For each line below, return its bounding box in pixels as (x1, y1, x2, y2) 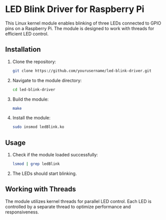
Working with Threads (5, 185, 76, 193)
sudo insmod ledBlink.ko (12, 124, 64, 130)
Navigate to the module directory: (12, 77, 82, 83)
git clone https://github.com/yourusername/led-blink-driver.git (12, 68, 151, 73)
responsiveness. (5, 209, 39, 215)
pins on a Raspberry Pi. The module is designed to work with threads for (5, 25, 154, 31)
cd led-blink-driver (12, 87, 55, 92)
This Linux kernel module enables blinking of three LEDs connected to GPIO (5, 20, 161, 26)
